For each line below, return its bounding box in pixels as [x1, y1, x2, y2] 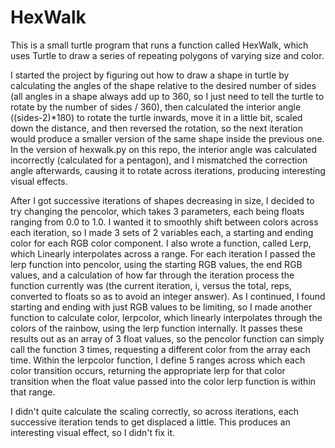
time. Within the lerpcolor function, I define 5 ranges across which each [10, 354, 306, 366]
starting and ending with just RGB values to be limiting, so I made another [10, 301, 313, 313]
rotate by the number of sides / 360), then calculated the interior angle [10, 101, 302, 113]
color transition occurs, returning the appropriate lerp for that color [10, 364, 286, 376]
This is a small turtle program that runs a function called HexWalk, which [10, 39, 309, 51]
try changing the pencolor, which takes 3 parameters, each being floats [10, 205, 305, 217]
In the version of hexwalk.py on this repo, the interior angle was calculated [10, 143, 318, 155]
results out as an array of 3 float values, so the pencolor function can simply [10, 332, 325, 345]
